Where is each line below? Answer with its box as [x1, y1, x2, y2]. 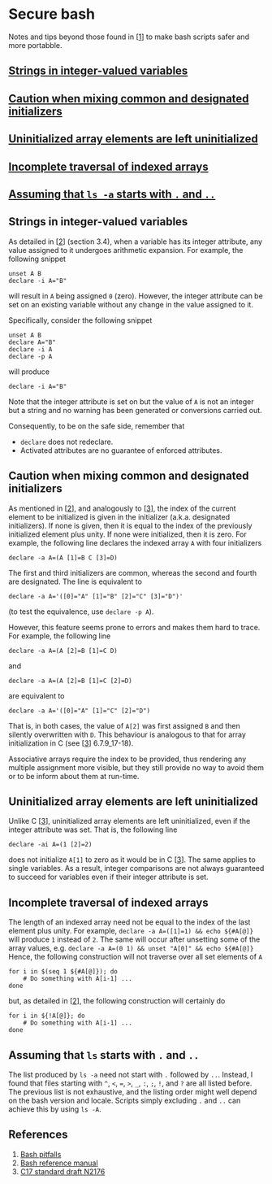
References [8, 1128, 68, 1142]
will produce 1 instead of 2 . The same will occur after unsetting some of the [8, 934, 261, 944]
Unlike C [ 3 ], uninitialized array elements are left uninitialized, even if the [8, 816, 251, 826]
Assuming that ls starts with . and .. [8, 1048, 200, 1062]
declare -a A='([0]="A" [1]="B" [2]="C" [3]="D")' [8, 592, 183, 600]
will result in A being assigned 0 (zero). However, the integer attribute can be [8, 290, 264, 301]
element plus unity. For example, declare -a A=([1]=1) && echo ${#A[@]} [8, 926, 254, 936]
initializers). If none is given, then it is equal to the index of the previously [8, 520, 253, 530]
